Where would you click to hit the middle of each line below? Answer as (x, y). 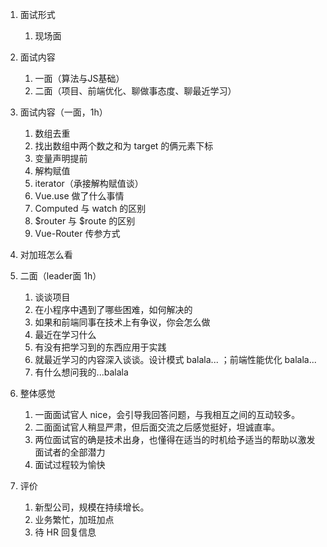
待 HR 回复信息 (65, 532)
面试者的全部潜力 (70, 452)
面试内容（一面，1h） (63, 112)
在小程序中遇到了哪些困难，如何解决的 (113, 309)
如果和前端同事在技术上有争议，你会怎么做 (122, 322)
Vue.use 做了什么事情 (79, 196)
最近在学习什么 (65, 334)
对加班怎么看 (46, 254)
